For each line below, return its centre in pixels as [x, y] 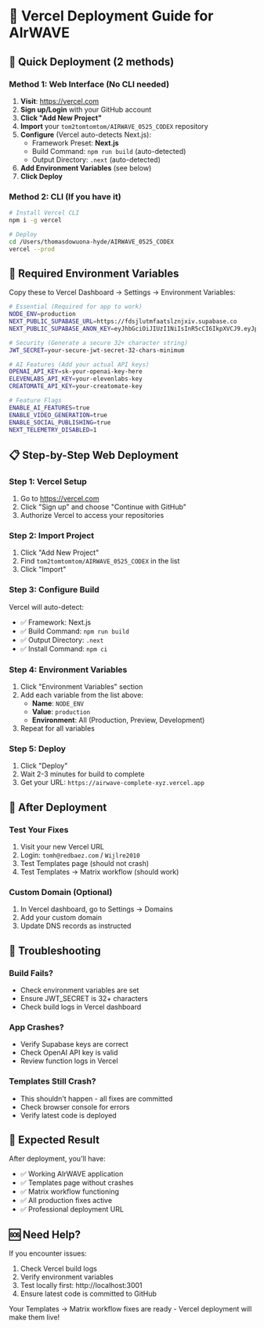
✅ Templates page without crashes [77, 1183]
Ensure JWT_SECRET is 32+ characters [84, 999]
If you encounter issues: [48, 1253]
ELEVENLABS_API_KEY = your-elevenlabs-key [76, 379]
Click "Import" [43, 570]
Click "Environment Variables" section [81, 687]
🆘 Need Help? [45, 1234]
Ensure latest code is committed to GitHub [89, 1294]
